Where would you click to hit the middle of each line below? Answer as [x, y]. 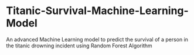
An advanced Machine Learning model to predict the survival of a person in [97, 39]
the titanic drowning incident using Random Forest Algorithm [79, 46]
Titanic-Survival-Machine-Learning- [97, 11]
